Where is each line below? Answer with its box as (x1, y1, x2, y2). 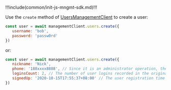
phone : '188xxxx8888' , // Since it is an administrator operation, (12, 66, 158, 71)
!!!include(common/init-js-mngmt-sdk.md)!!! (5, 5, 98, 10)
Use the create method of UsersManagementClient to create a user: (5, 14, 149, 20)
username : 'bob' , (12, 28, 49, 33)
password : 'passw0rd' (12, 33, 58, 38)
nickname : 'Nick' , (12, 62, 51, 67)
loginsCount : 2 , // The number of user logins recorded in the (12, 71, 149, 76)
